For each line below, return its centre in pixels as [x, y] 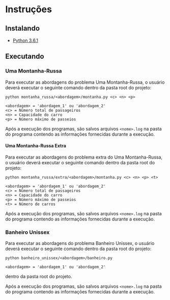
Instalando [22, 28]
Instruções [29, 9]
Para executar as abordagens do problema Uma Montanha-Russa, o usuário [85, 82]
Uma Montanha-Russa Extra [36, 146]
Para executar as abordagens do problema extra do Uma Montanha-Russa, [84, 157]
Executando [25, 56]
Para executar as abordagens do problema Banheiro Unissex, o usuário [80, 243]
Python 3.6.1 [25, 40]
